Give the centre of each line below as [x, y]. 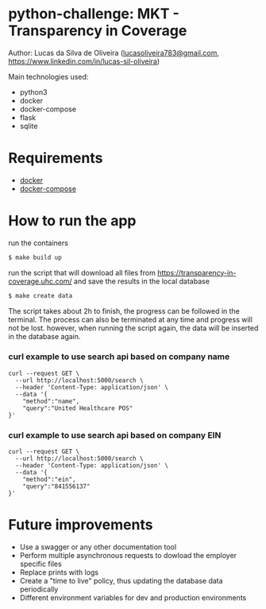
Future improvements [81, 525]
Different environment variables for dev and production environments [133, 598]
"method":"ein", [50, 480]
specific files [40, 564]
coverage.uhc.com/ [40, 281]
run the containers [39, 243]
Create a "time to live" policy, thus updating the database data [121, 581]
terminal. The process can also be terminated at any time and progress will [130, 319]
